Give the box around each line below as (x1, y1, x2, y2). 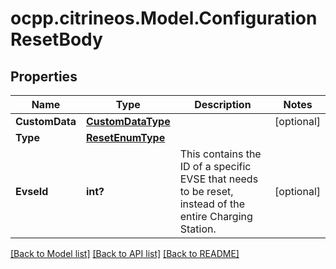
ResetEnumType (85, 131, 166, 144)
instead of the (179, 197, 245, 211)
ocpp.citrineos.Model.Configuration (10, 7, 318, 30)
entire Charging (179, 210, 253, 223)
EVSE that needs (179, 172, 259, 186)
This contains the (179, 147, 262, 161)
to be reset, (179, 185, 234, 198)
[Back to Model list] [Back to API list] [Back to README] (10, 248, 240, 259)
